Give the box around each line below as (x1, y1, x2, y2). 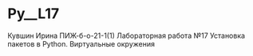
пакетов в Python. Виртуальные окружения (7, 39, 155, 48)
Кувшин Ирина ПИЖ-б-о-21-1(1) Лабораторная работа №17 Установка (7, 31, 245, 40)
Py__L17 (7, 5, 60, 23)
